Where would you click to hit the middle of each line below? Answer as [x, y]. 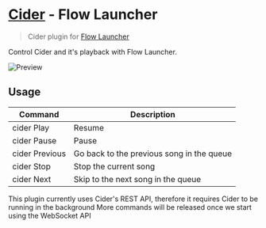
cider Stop [32, 166]
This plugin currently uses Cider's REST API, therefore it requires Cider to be [133, 199]
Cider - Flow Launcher [83, 15]
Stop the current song [114, 166]
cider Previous [39, 154]
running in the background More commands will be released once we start [130, 207]
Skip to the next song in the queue [137, 179]
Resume [89, 127]
